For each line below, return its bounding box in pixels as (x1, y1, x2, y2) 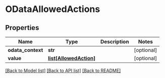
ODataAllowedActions (5, 3, 100, 15)
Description (100, 38, 130, 45)
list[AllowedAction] (47, 55, 96, 61)
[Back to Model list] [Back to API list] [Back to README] (5, 67, 121, 73)
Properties (5, 23, 39, 32)
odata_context (8, 46, 43, 53)
